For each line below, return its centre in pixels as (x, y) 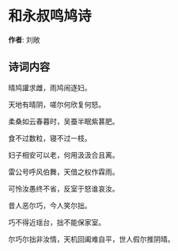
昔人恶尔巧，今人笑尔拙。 (50, 205)
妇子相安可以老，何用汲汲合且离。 (64, 154)
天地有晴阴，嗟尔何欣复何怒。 (57, 105)
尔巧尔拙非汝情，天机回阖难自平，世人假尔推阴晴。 (91, 239)
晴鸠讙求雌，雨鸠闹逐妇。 (50, 87)
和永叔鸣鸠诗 (50, 16)
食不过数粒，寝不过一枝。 (50, 138)
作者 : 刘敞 (24, 40)
